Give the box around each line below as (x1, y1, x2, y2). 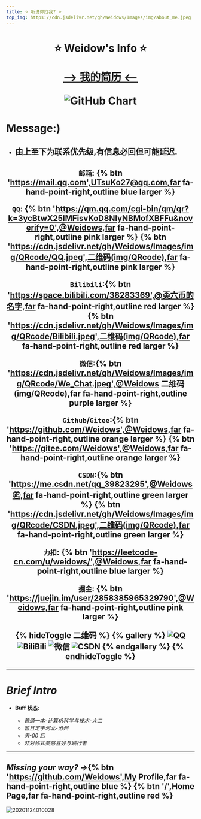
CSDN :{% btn (77, 470, 124, 480)
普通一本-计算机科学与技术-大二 (23, 717, 103, 724)
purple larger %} (69, 398, 132, 408)
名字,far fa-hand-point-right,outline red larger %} (6, 301, 195, 312)
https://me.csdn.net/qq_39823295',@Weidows (11, 479, 193, 489)
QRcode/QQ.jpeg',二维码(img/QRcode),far (18, 252, 178, 262)
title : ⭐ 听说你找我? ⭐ (6, 8, 62, 15)
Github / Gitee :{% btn (62, 415, 139, 425)
